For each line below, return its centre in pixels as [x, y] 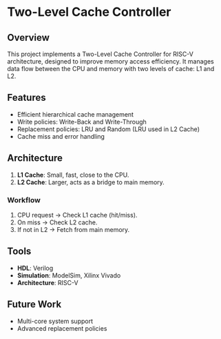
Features [27, 98]
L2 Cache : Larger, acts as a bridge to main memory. [91, 182]
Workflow [24, 200]
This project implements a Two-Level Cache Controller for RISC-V [101, 54]
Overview [29, 38]
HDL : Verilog [35, 268]
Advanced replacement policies [62, 328]
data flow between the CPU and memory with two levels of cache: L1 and [111, 69]
